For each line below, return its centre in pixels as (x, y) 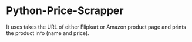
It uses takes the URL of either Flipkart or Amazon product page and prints (96, 27)
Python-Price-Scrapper (65, 11)
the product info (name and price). (48, 33)
